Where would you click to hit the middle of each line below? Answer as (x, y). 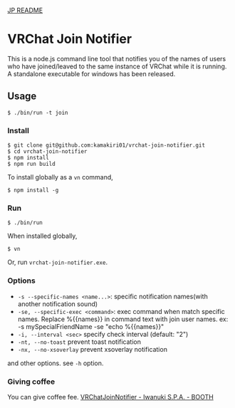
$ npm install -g (33, 190)
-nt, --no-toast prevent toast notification (79, 342)
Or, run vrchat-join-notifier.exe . (58, 262)
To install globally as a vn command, (61, 177)
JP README (25, 10)
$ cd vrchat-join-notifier (47, 152)
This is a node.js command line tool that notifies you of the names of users (117, 58)
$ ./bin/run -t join (38, 113)
